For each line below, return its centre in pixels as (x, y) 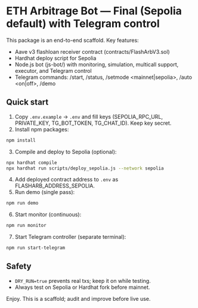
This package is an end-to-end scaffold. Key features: (72, 40)
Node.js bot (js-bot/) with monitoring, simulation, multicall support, (97, 64)
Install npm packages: (42, 129)
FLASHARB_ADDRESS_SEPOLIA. (55, 186)
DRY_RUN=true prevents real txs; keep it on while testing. (83, 281)
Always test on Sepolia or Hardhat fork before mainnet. (82, 287)
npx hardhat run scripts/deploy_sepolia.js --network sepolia (85, 168)
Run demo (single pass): (45, 192)
